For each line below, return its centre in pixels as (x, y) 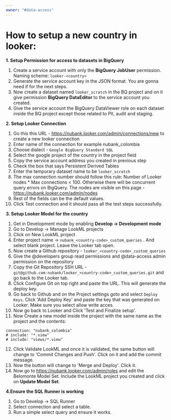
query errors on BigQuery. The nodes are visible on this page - (79, 187)
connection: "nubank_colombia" (39, 330)
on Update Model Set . (36, 381)
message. (23, 360)
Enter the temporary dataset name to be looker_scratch (72, 171)
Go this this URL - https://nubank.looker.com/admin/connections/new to (89, 133)
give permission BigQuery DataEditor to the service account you (81, 97)
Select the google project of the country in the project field (75, 155)
